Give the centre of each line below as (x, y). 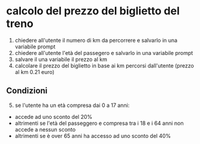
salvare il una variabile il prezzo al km (61, 59)
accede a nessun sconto (45, 129)
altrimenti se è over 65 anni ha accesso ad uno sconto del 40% (93, 136)
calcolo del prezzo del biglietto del (93, 11)
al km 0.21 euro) (35, 72)
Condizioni (27, 91)
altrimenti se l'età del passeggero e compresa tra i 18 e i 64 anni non (99, 123)
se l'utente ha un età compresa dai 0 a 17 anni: (72, 105)
